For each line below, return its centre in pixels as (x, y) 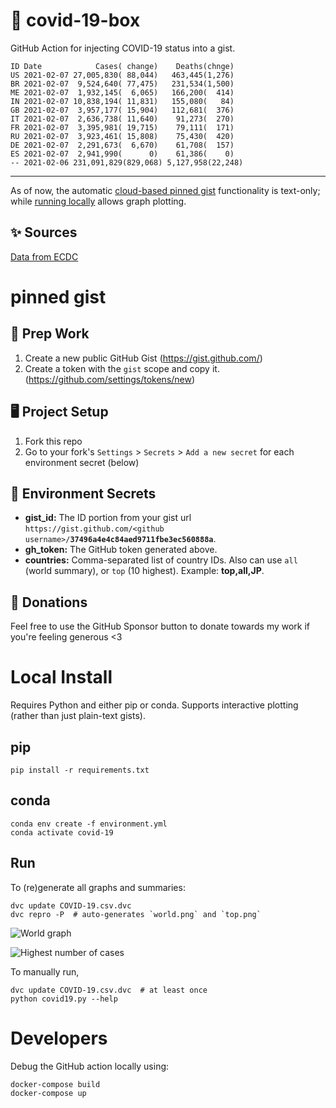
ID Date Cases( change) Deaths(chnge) (122, 66)
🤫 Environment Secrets (83, 493)
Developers (59, 1038)
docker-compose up (48, 1093)
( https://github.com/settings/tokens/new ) (110, 379)
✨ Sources (44, 232)
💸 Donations (49, 602)
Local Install (61, 677)
